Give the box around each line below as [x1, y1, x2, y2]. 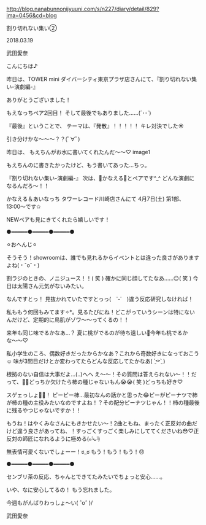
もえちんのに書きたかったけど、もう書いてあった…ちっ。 [6, 161, 150, 168]
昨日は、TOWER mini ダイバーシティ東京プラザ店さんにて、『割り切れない [6, 76, 192, 82]
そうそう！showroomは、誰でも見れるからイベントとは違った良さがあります [6, 254, 200, 261]
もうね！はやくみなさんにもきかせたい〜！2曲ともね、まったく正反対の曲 [6, 420, 193, 427]
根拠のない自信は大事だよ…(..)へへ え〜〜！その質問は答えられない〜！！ [6, 371, 192, 378]
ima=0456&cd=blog [6, 12, 57, 19]
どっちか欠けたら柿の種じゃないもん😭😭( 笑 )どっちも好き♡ [28, 378, 183, 386]
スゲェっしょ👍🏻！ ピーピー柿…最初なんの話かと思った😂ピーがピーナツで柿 [6, 391, 198, 399]
